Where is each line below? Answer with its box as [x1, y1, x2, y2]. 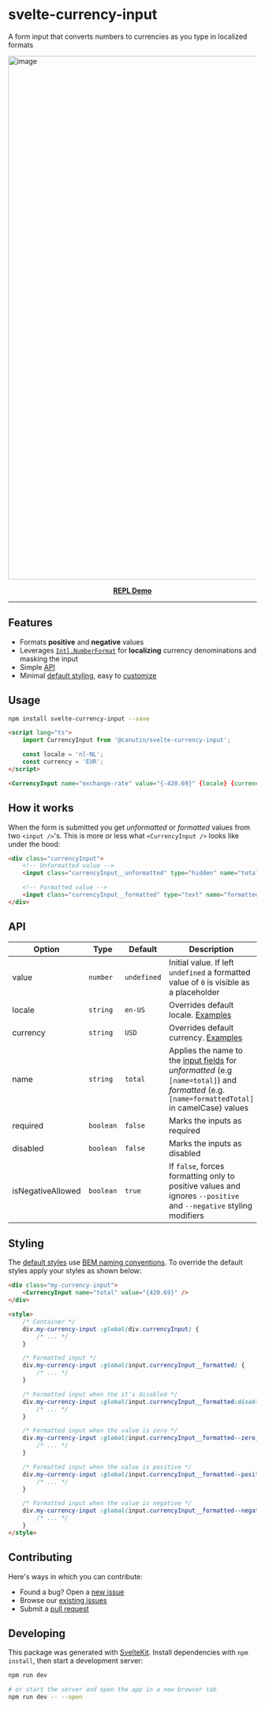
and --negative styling [169, 1200, 252, 1211]
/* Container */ [22, 1318, 77, 1325]
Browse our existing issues [19, 1595, 108, 1605]
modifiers [169, 1210, 204, 1221]
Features [8, 616, 53, 630]
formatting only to [169, 1170, 235, 1182]
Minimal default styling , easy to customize [19, 671, 157, 680]
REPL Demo [113, 585, 152, 595]
